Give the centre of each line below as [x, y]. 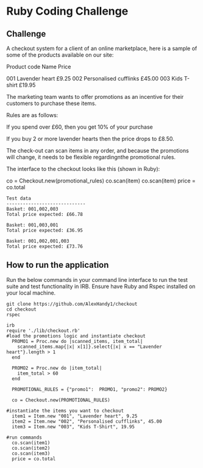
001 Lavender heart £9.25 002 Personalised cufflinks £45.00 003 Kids [94, 78]
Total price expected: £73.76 [45, 247]
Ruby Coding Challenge [67, 11]
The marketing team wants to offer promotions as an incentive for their [95, 97]
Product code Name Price [39, 67]
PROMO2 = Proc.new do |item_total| [57, 368]
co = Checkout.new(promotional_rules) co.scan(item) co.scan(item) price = [101, 181]
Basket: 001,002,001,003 [38, 241]
